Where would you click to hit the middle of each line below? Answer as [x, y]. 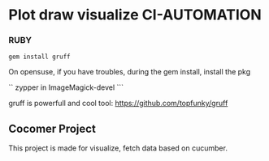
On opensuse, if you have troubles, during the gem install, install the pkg [130, 72]
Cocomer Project [52, 128]
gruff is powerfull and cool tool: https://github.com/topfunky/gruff [118, 104]
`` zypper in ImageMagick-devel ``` [66, 87]
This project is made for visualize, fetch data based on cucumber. [118, 148]
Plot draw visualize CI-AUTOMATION [135, 15]
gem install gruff [39, 57]
